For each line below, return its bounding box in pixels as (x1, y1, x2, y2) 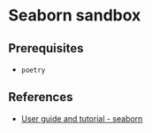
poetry (20, 66, 46, 74)
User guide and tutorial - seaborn (20, 113, 143, 124)
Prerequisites (8, 41, 84, 56)
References (8, 90, 73, 105)
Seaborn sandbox (8, 5, 141, 26)
